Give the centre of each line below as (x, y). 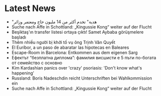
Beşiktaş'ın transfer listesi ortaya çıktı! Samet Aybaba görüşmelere (77, 32)
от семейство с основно (37, 63)
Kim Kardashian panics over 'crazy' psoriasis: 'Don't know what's (77, 68)
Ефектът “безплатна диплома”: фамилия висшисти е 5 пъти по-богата (84, 57)
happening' (23, 73)
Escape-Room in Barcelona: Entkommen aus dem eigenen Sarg (75, 52)
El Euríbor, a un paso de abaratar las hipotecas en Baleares (70, 47)
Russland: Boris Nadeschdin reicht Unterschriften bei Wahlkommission (82, 78)
